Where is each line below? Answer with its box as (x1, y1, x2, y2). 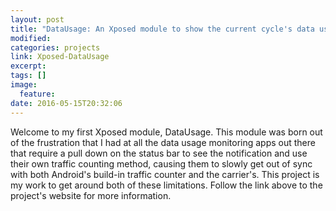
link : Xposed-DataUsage (10, 52, 110, 62)
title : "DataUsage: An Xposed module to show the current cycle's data (10, 24, 315, 34)
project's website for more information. (10, 189, 172, 201)
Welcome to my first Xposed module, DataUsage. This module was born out (10, 126, 323, 138)
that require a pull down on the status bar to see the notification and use (10, 147, 308, 159)
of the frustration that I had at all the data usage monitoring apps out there (10, 136, 316, 148)
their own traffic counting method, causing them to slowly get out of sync (10, 157, 313, 170)
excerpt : (10, 61, 47, 71)
